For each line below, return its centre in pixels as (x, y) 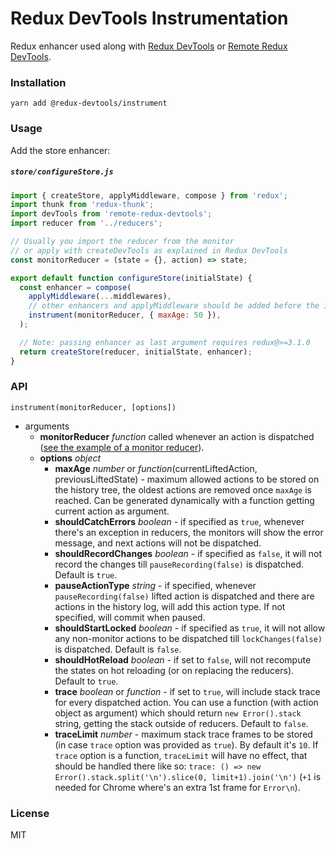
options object (70, 458)
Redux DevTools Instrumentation (149, 18)
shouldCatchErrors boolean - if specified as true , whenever (179, 521)
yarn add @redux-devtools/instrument (89, 103)
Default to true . (86, 681)
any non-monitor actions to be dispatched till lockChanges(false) (188, 638)
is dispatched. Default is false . (118, 649)
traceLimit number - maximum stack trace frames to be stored (183, 734)
